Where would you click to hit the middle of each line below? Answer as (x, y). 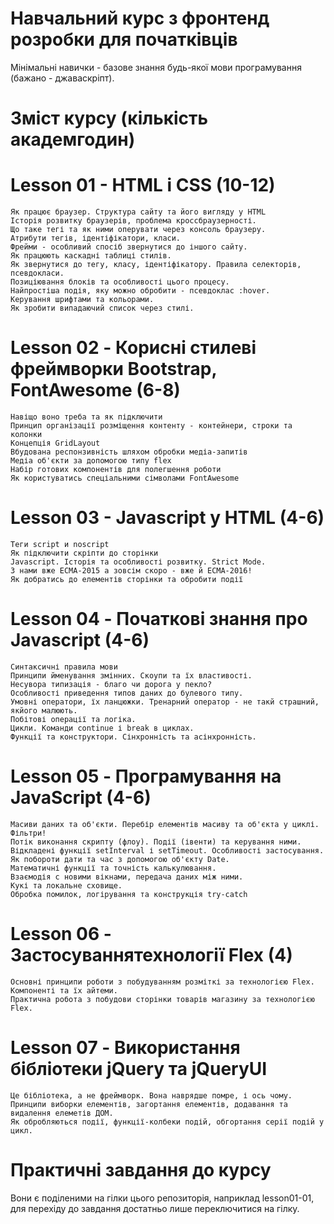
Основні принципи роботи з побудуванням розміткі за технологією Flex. (162, 982)
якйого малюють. (44, 710)
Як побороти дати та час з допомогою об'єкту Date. (120, 859)
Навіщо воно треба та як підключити (86, 417)
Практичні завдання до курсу (141, 1169)
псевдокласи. (37, 273)
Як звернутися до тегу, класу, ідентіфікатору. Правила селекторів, (156, 265)
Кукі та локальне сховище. (66, 885)
